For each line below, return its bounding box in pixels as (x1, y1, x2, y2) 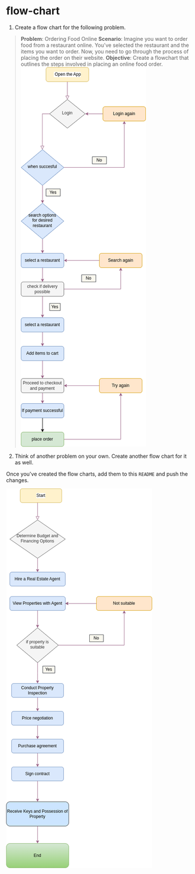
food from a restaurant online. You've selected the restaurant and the (20, 42, 189, 49)
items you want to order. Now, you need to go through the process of (20, 47, 189, 55)
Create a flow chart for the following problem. (14, 24, 126, 31)
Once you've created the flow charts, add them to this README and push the (6, 470, 188, 477)
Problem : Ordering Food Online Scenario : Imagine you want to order (20, 35, 188, 42)
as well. (14, 458, 34, 466)
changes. (6, 476, 29, 484)
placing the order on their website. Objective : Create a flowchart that (20, 54, 189, 61)
